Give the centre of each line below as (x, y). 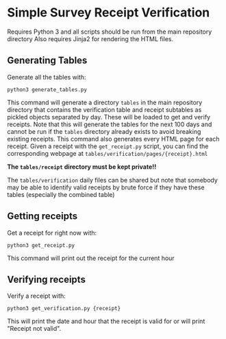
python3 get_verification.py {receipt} (64, 309)
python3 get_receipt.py (41, 245)
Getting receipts (42, 217)
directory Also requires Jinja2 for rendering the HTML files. (90, 38)
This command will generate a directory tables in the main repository (105, 102)
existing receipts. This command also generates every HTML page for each (113, 139)
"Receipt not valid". (34, 329)
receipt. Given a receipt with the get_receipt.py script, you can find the (108, 146)
